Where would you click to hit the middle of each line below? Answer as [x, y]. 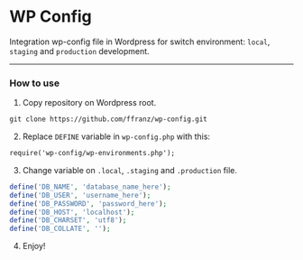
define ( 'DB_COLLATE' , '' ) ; [60, 229]
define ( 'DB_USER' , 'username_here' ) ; [80, 195]
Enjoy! [34, 246]
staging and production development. [80, 51]
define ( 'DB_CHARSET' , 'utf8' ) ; [68, 220]
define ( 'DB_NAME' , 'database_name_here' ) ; [90, 187]
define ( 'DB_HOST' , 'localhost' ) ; [72, 212]
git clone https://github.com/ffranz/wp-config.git [108, 119]
